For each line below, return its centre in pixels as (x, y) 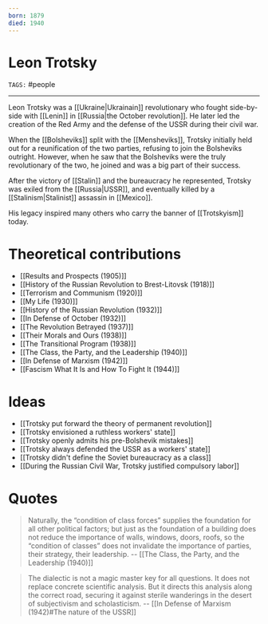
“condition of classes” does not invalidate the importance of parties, (140, 546)
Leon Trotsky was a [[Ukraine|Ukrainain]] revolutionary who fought (118, 108)
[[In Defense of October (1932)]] (73, 318)
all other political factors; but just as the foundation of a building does (142, 529)
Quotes (33, 498)
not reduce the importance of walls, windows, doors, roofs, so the (136, 537)
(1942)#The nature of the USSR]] (82, 612)
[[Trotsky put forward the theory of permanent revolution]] (116, 424)
